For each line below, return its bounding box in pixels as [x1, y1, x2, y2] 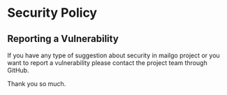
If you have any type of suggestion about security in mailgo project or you [7, 51, 220, 59]
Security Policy [7, 5, 98, 21]
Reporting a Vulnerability [7, 33, 119, 45]
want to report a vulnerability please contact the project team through [7, 59, 207, 67]
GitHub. [7, 66, 29, 74]
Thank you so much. [7, 80, 66, 88]
